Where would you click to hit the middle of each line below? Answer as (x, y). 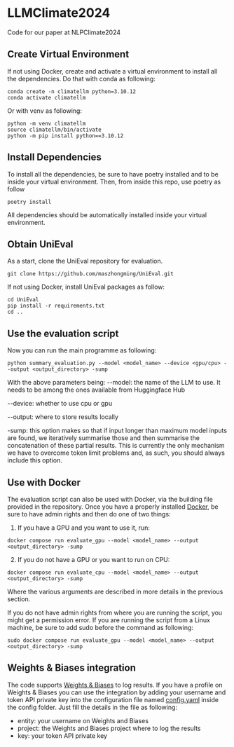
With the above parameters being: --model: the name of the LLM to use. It (114, 383)
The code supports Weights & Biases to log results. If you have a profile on (115, 685)
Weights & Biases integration (72, 668)
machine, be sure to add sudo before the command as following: (101, 628)
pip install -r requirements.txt (56, 306)
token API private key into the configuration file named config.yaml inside (113, 699)
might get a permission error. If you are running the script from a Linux (109, 620)
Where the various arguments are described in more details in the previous (115, 591)
